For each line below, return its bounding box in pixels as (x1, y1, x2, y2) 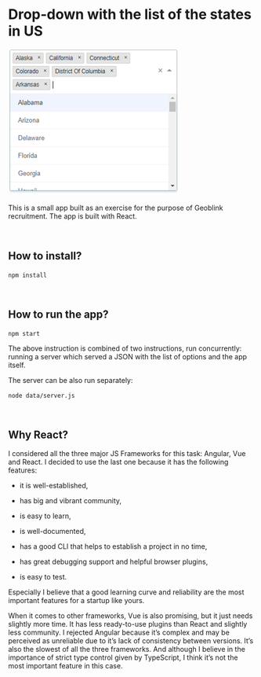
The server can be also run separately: (8, 375, 133, 384)
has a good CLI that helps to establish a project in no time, (19, 542, 208, 551)
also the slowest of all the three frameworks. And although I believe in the (8, 645, 245, 654)
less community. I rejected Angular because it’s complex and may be (8, 627, 230, 638)
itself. (8, 360, 26, 370)
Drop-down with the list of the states (8, 6, 252, 24)
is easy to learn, (19, 511, 71, 521)
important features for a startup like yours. (8, 596, 145, 605)
